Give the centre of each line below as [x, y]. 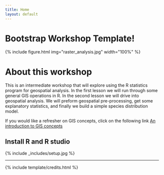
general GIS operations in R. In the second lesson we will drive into [72, 96]
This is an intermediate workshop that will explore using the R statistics [76, 85]
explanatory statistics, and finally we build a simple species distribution [76, 106]
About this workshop [49, 72]
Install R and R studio [38, 141]
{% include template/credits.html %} [42, 168]
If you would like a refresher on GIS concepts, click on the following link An [80, 121]
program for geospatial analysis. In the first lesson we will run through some [81, 91]
